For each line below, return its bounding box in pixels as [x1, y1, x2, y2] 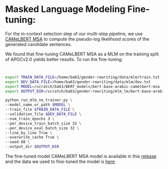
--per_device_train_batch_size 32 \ [5, 121, 81, 126]
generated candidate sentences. [5, 41, 72, 47]
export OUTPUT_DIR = [5, 88, 46, 93]
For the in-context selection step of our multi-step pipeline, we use [5, 30, 143, 36]
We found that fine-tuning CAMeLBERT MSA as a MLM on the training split [5, 51, 159, 57]
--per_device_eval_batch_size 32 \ [5, 125, 79, 130]
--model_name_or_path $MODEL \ [5, 102, 70, 107]
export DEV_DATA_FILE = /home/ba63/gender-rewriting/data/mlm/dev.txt [5, 79, 151, 84]
